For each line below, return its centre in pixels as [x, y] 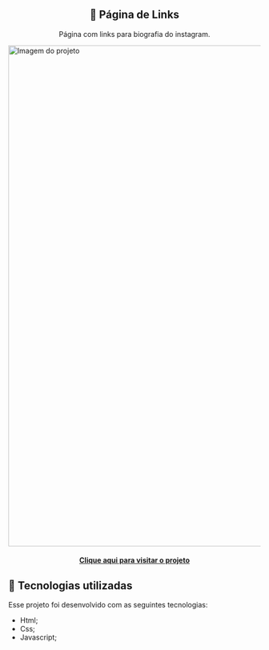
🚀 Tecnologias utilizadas [70, 585]
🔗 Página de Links [134, 15]
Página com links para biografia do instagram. [134, 34]
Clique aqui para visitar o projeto [134, 560]
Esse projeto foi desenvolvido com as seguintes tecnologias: [108, 605]
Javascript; [38, 637]
